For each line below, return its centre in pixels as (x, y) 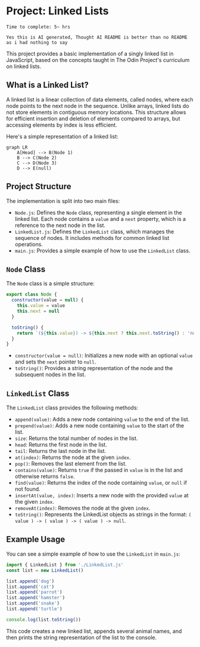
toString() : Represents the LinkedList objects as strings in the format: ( (103, 514)
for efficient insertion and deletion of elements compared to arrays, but (93, 118)
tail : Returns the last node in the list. (60, 451)
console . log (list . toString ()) (44, 620)
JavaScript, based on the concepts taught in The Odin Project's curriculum (98, 60)
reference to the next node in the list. (60, 225)
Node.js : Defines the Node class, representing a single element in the (99, 212)
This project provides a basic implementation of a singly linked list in (90, 53)
